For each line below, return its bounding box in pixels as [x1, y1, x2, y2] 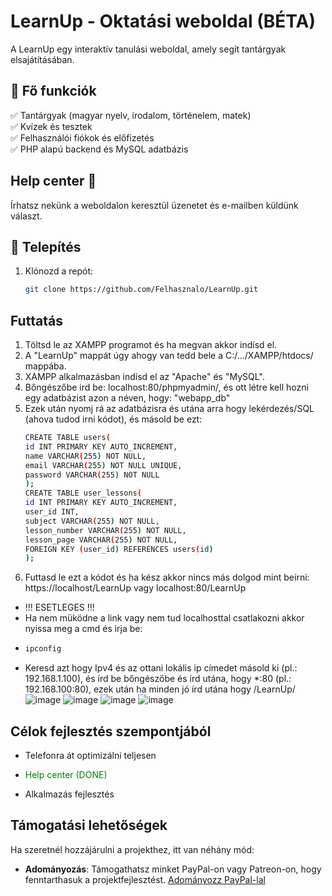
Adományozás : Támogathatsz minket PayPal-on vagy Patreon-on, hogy [24, 863, 322, 875]
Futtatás [10, 312, 63, 329]
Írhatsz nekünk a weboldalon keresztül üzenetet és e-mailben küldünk [10, 199, 299, 211]
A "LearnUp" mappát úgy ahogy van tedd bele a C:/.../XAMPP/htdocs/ [24, 350, 314, 362]
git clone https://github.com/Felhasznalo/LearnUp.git [24, 285, 259, 295]
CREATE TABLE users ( [24, 433, 111, 443]
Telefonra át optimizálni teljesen [24, 750, 157, 761]
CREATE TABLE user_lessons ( [24, 488, 142, 499]
